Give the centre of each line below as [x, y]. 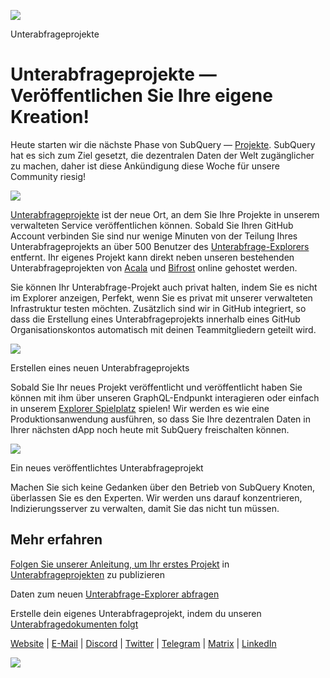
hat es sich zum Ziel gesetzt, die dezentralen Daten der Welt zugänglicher [162, 155]
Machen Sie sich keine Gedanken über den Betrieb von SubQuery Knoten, [162, 487]
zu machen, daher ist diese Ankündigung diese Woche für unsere [145, 166]
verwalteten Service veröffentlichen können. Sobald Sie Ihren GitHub [152, 225]
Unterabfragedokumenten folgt [74, 624]
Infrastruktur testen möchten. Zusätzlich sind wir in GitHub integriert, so [158, 308]
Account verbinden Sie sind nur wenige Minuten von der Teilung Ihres [154, 236]
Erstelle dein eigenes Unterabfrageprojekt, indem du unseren [136, 613]
